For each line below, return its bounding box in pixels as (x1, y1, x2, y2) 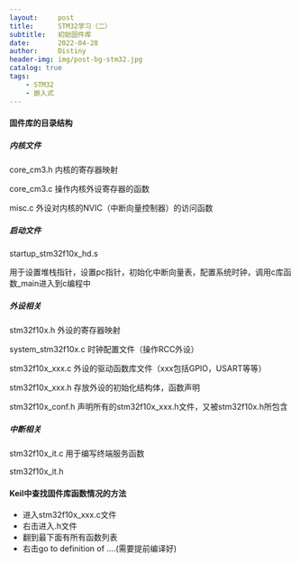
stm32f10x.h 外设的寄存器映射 (9, 325, 122, 335)
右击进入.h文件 (22, 521, 78, 531)
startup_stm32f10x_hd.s (9, 249, 99, 259)
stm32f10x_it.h (9, 466, 64, 477)
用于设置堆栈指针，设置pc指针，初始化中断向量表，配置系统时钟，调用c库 (9, 267, 284, 277)
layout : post (9, 13, 75, 23)
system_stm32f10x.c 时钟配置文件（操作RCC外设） (9, 344, 200, 354)
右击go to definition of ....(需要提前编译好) (22, 543, 177, 554)
